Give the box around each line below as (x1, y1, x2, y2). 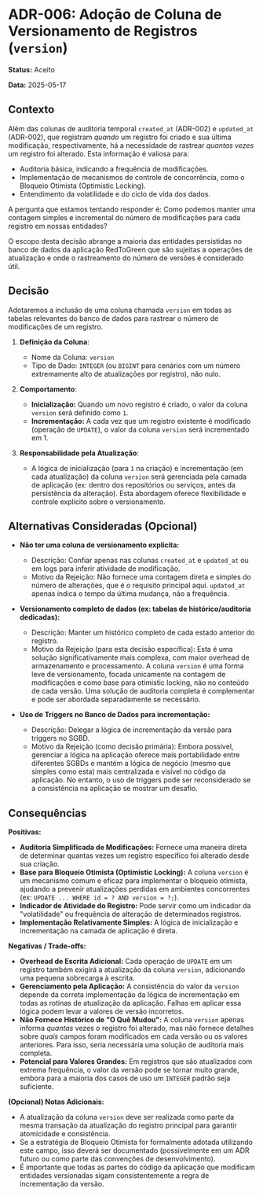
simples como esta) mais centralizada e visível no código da (31, 767, 226, 776)
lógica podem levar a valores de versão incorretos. (19, 1006, 184, 1016)
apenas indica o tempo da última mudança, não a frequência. (31, 589, 230, 598)
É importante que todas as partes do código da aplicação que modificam (19, 1162, 255, 1172)
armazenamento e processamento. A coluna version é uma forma (31, 661, 244, 671)
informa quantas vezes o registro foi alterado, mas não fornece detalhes (19, 1024, 254, 1033)
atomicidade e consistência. (19, 1129, 111, 1139)
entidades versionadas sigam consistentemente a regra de (19, 1171, 210, 1180)
